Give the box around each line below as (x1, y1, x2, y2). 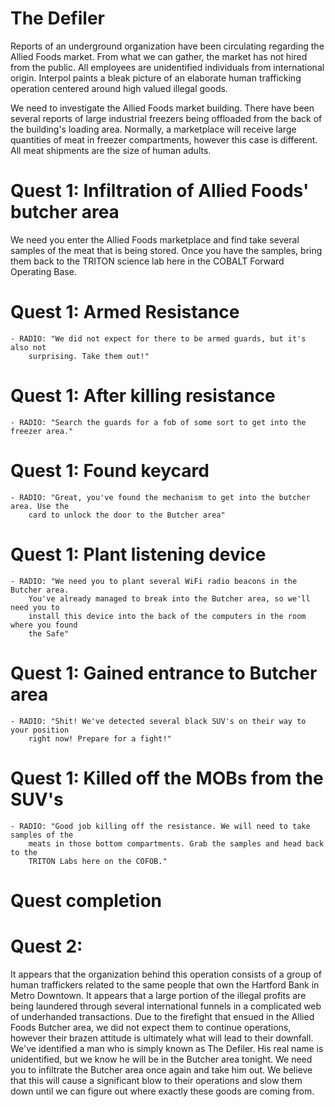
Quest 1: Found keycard (10, 459, 210, 482)
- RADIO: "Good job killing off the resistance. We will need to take (10, 821, 311, 831)
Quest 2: (10, 935, 83, 957)
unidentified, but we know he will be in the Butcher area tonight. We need (10, 1053, 313, 1065)
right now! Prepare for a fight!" (28, 733, 172, 744)
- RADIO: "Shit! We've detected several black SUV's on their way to (10, 716, 307, 726)
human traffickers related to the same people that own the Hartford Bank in (10, 978, 320, 991)
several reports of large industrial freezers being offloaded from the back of (10, 112, 323, 124)
